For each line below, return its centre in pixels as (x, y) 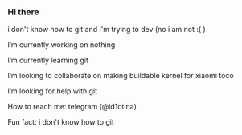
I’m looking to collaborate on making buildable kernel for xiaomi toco (121, 76)
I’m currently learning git (48, 60)
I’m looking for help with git (53, 91)
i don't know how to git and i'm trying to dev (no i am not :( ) (107, 30)
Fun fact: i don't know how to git (61, 122)
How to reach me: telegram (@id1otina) (72, 107)
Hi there (23, 12)
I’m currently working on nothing (62, 45)
